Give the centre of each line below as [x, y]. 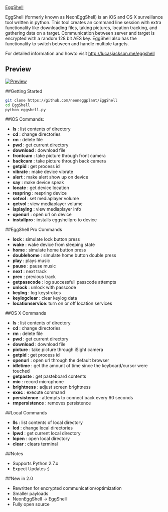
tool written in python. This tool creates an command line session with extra [83, 22]
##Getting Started [24, 91]
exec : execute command [39, 392]
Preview [18, 69]
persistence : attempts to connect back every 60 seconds [73, 398]
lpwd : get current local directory [47, 433]
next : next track [29, 272]
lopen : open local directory [41, 439]
